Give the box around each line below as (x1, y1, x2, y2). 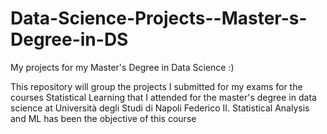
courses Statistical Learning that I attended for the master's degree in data (10, 91, 317, 103)
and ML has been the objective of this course (10, 112, 197, 124)
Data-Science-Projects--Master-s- (10, 7, 308, 30)
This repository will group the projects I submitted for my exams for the (10, 80, 303, 92)
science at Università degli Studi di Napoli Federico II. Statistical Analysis (10, 102, 310, 114)
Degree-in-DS (10, 28, 129, 51)
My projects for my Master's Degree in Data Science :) (10, 61, 235, 73)
